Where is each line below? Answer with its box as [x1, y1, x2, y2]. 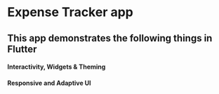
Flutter [7, 43, 37, 55]
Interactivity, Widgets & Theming [7, 62, 106, 71]
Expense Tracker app [7, 4, 133, 20]
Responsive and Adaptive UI [7, 79, 91, 87]
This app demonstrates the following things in [7, 32, 213, 44]
